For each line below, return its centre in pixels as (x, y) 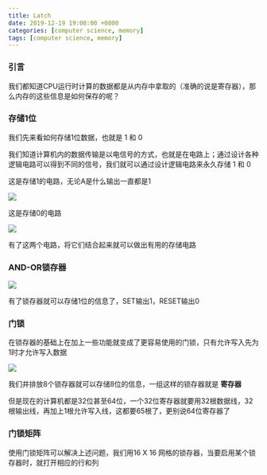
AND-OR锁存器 (37, 267)
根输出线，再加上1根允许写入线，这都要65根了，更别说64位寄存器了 (119, 411)
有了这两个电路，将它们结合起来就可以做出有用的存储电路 (102, 244)
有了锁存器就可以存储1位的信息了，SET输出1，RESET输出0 (104, 301)
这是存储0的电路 (35, 212)
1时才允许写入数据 (38, 352)
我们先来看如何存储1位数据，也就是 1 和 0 (75, 137)
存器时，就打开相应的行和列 (54, 462)
